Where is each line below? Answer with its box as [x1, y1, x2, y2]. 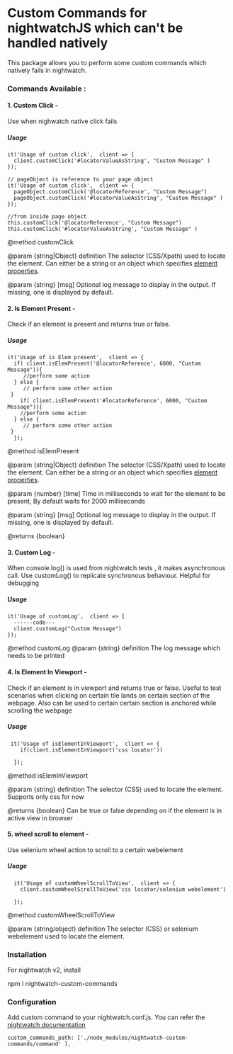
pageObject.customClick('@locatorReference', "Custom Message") [13, 188, 208, 195]
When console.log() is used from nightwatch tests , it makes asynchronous [7, 564, 226, 572]
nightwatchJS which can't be [7, 20, 183, 36]
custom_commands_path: [7, 1034, 74, 1042]
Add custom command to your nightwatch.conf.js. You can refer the [7, 1013, 205, 1021]
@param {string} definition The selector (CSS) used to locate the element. [7, 785, 223, 793]
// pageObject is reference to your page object [7, 176, 154, 183]
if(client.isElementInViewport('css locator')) [20, 746, 163, 754]
